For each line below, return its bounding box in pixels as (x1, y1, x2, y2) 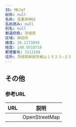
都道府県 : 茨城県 (5, 31, 36, 36)
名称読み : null (5, 21, 34, 27)
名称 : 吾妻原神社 (5, 17, 36, 22)
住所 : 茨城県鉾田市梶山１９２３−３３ (5, 54, 71, 59)
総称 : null (5, 12, 26, 17)
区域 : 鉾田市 (5, 36, 28, 41)
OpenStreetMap (22, 114, 60, 121)
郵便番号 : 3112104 (5, 49, 41, 54)
